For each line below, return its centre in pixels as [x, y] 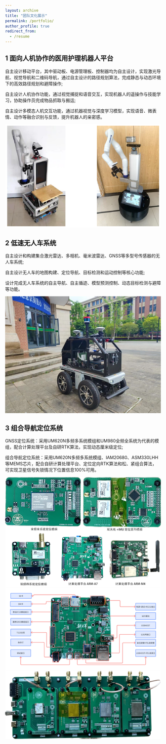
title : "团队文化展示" [26, 16]
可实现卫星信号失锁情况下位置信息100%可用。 [52, 470]
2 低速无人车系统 [31, 243]
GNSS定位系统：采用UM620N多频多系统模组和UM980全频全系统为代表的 [80, 441]
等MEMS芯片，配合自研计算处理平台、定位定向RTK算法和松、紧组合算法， [81, 464]
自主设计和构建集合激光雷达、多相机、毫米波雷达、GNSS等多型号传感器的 [80, 256]
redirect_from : [21, 31]
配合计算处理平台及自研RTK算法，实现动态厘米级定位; [68, 447]
